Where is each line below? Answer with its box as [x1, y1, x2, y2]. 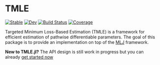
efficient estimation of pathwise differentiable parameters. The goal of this [5, 34, 156, 40]
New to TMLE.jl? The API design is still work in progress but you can [5, 49, 144, 55]
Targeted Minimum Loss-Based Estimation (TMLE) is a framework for [5, 29, 145, 34]
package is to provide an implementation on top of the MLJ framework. [5, 39, 149, 45]
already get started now [5, 54, 53, 60]
